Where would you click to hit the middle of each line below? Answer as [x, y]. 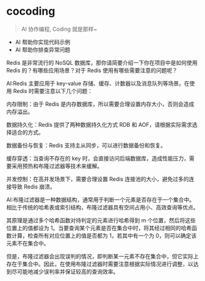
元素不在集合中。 [28, 243]
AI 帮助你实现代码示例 [43, 42]
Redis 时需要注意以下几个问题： [53, 91]
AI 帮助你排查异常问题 [43, 50]
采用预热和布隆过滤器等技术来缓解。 [57, 166]
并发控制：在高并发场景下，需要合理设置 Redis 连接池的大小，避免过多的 [98, 179]
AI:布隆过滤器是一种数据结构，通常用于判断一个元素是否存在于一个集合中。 [101, 200]
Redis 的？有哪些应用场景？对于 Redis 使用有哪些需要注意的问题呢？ [92, 70]
